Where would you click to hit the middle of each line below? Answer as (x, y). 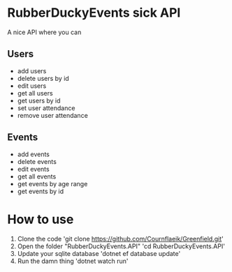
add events (34, 154)
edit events (34, 169)
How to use (41, 219)
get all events (37, 176)
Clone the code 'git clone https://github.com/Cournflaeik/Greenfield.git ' (120, 239)
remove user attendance (53, 115)
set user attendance (46, 108)
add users (32, 70)
